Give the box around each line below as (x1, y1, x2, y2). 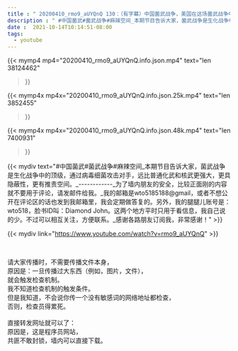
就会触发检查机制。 (7, 276, 64, 284)
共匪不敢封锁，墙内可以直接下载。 (7, 336, 107, 345)
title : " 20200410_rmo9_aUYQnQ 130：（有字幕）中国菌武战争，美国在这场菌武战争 (7, 10, 229, 18)
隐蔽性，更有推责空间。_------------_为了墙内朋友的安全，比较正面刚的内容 (7, 180, 228, 189)
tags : (7, 30, 23, 38)
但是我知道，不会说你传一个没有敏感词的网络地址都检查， (7, 294, 175, 302)
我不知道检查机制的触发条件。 (7, 284, 94, 293)
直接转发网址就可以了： (7, 318, 76, 327)
